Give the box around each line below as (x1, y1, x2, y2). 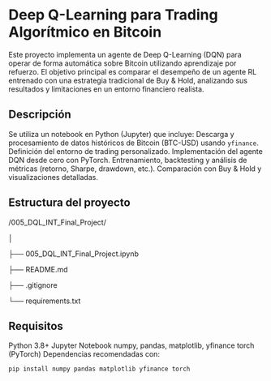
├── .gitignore (8, 280, 58, 289)
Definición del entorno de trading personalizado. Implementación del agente (8, 146, 264, 156)
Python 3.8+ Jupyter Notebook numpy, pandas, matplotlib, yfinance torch (8, 340, 255, 350)
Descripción (8, 108, 71, 122)
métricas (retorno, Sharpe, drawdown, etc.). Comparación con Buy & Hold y (8, 164, 262, 173)
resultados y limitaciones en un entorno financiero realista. (8, 83, 204, 94)
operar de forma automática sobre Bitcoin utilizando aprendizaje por (8, 58, 237, 68)
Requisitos (8, 319, 63, 333)
